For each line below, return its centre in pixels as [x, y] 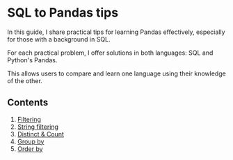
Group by [31, 141]
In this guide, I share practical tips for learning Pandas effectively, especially [116, 32]
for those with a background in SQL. [59, 39]
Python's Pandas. [32, 60]
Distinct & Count [41, 134]
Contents [28, 103]
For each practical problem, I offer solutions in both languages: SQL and [110, 53]
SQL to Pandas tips [63, 13]
